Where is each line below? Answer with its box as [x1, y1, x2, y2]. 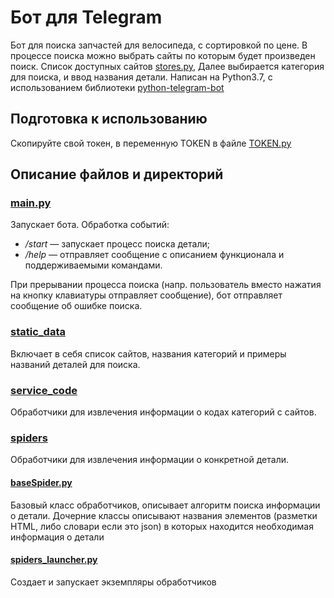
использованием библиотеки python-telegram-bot [10, 81, 225, 93]
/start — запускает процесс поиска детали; [24, 238, 210, 250]
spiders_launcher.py [10, 554, 98, 566]
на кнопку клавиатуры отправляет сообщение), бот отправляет [10, 289, 283, 301]
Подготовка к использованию [10, 111, 208, 128]
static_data [10, 325, 66, 339]
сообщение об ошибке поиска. [10, 300, 143, 312]
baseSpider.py [10, 476, 73, 488]
